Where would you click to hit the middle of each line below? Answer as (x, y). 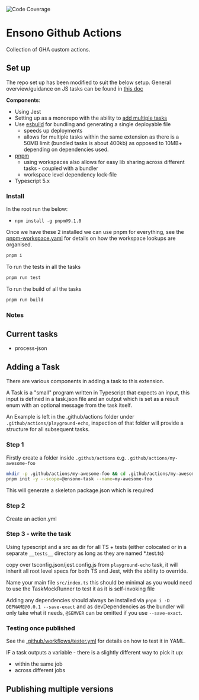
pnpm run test (24, 277)
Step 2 (16, 506)
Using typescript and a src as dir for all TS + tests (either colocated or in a (96, 547)
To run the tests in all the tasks (44, 266)
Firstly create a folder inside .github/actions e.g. (66, 457)
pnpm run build (25, 300)
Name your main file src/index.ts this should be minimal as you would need (99, 582)
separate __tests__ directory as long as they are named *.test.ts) (85, 553)
